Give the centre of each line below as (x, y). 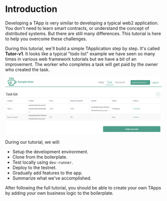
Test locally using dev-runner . (42, 162)
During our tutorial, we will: (33, 142)
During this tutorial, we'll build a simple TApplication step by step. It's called (83, 48)
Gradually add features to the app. (47, 173)
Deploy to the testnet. (35, 167)
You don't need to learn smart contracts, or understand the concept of (77, 28)
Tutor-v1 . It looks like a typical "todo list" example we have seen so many (80, 54)
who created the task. (27, 69)
